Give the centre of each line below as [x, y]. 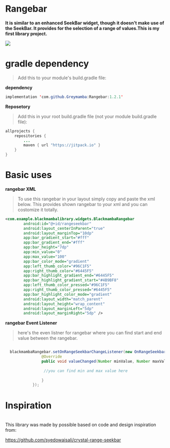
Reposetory [18, 107]
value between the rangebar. [48, 338]
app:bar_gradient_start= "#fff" [56, 238]
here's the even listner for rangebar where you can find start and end [90, 333]
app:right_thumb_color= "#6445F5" [59, 271]
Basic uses [29, 175]
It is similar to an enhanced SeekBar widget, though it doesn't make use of [85, 23]
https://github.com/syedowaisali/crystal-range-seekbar [63, 440]
